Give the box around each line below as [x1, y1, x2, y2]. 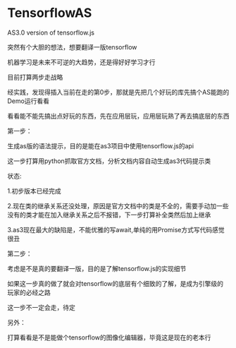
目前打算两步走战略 [7, 73, 63, 81]
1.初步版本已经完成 [7, 186, 61, 195]
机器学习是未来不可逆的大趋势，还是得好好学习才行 [7, 58, 156, 66]
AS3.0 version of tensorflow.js [7, 28, 95, 37]
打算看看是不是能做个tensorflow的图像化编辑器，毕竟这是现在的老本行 [7, 333, 211, 342]
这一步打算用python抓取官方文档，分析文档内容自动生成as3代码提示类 [7, 157, 211, 165]
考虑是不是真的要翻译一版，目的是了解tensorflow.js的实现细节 [7, 264, 187, 272]
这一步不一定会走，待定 [7, 303, 75, 311]
